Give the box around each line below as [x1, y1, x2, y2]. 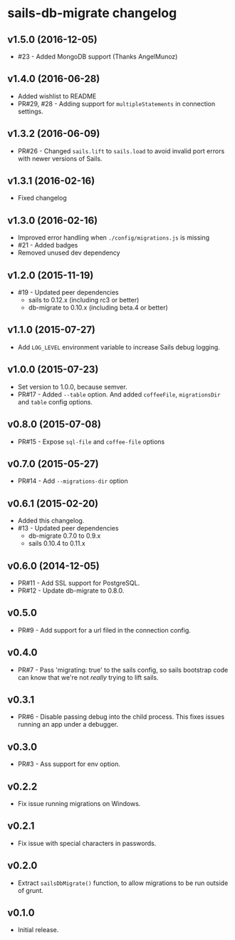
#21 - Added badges [17, 241, 78, 250]
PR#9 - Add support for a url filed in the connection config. [17, 625, 191, 634]
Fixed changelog [17, 194, 67, 203]
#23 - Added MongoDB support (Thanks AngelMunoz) [17, 52, 178, 61]
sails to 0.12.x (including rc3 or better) [28, 296, 140, 305]
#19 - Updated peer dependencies [17, 288, 119, 297]
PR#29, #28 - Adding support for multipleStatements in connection [17, 99, 216, 108]
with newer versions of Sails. [17, 154, 103, 163]
